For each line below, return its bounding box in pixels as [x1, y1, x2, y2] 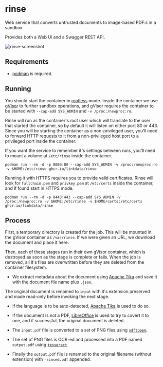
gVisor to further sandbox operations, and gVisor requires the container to [5, 103, 154, 109]
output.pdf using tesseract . [12, 342, 69, 348]
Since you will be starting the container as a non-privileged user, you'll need [5, 128, 158, 133]
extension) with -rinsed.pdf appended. [12, 356, 91, 362]
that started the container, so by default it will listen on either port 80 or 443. [5, 123, 159, 128]
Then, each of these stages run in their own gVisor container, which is [5, 249, 145, 255]
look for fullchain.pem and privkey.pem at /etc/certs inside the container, [5, 180, 154, 186]
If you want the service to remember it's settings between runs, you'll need [5, 147, 156, 153]
